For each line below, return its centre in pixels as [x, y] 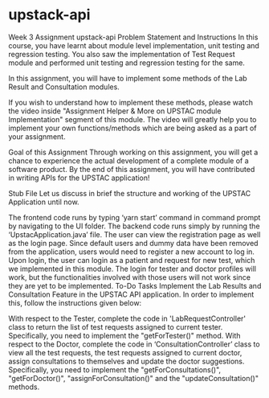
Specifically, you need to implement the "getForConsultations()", [115, 369]
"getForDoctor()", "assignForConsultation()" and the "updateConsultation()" [134, 378]
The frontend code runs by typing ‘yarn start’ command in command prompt [134, 217]
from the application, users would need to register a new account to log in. [132, 252]
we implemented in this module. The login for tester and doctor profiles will [132, 269]
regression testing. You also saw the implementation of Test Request [122, 54]
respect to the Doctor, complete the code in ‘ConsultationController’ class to [134, 344]
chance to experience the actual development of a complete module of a [128, 160]
